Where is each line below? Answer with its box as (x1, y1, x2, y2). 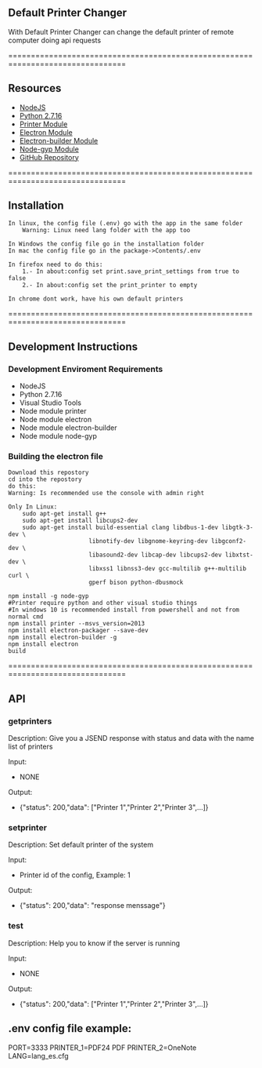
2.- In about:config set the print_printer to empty (22, 282, 198, 290)
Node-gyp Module (19, 144, 80, 154)
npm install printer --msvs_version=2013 (8, 620, 145, 628)
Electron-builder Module (19, 136, 99, 145)
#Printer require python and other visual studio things (8, 600, 198, 607)
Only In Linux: (8, 503, 58, 511)
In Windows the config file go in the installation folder (8, 240, 205, 248)
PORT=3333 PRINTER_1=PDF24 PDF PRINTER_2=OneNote (8, 1043, 197, 1052)
